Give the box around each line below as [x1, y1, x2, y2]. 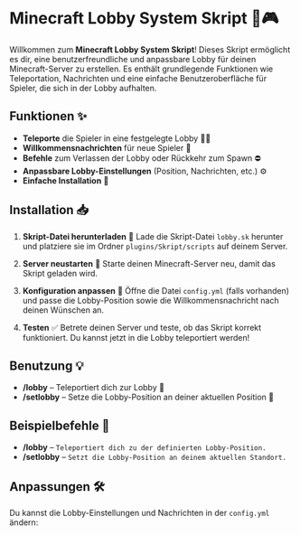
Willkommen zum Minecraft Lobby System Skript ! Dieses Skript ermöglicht [9, 43, 291, 55]
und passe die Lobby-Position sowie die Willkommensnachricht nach [22, 295, 279, 305]
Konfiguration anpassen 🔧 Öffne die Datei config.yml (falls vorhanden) [22, 285, 290, 296]
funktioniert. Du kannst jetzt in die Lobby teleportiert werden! [22, 332, 250, 343]
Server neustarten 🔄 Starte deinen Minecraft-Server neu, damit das [22, 258, 276, 268]
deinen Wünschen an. [22, 305, 105, 315]
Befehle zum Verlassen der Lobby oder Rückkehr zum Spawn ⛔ [22, 152, 261, 164]
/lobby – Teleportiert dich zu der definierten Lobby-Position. [22, 442, 267, 453]
